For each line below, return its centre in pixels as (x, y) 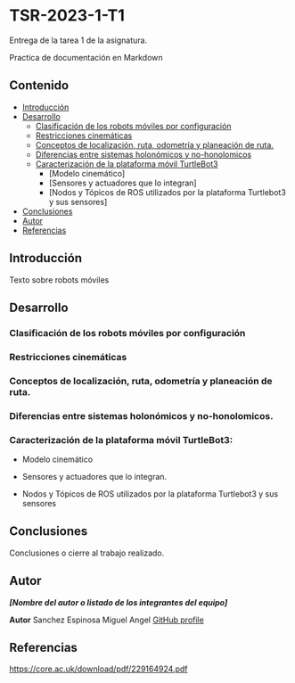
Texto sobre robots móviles (59, 280)
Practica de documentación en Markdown (86, 57)
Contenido (39, 86)
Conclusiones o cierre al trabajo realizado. (87, 553)
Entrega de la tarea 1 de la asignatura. (78, 40)
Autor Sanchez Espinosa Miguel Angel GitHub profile (107, 620)
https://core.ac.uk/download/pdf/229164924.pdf (98, 669)
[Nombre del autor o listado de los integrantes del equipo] (119, 602)
